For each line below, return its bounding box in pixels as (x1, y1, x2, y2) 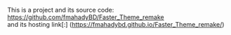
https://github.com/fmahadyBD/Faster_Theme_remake (7, 13, 164, 21)
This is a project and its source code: (7, 6, 114, 14)
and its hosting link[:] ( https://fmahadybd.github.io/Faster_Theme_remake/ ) (7, 21, 225, 28)
